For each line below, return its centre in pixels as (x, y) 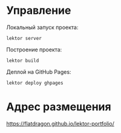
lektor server (24, 38)
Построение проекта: (34, 50)
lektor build (23, 60)
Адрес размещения (59, 107)
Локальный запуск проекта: (42, 27)
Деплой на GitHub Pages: (39, 72)
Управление (39, 11)
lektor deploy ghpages (35, 83)
